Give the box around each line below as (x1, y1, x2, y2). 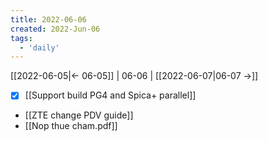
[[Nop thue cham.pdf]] (24, 120, 118, 132)
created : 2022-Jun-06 (10, 24, 101, 34)
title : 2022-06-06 (10, 14, 87, 25)
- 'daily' (19, 42, 60, 53)
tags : (10, 33, 33, 43)
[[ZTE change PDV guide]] (24, 109, 134, 121)
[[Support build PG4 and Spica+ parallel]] (24, 89, 197, 101)
